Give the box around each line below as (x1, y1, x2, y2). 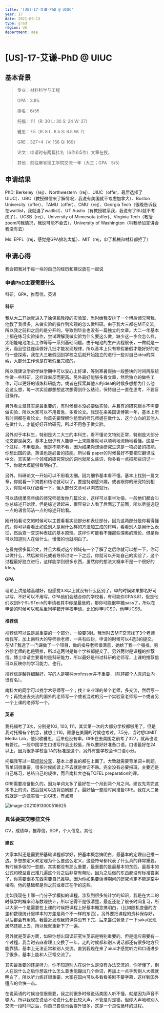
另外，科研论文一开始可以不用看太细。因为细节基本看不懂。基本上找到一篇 (5, 473, 155, 478)
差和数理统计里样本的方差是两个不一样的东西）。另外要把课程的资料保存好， (5, 911, 157, 917)
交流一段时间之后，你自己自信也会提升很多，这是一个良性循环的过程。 (5, 1003, 146, 1009)
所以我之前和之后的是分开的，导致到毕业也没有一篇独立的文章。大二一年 (5, 328, 150, 333)
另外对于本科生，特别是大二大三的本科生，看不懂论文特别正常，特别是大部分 (5, 432, 159, 437)
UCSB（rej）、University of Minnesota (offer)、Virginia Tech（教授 (20, 213, 153, 220)
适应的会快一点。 (5, 980, 40, 986)
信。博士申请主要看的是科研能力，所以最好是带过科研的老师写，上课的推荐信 (5, 654, 159, 660)
